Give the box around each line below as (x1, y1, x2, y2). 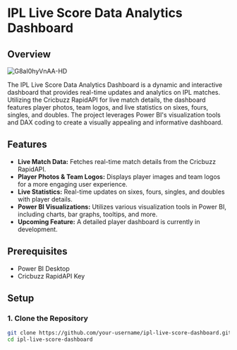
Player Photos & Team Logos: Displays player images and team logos (17, 172, 221, 181)
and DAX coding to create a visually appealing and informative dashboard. (7, 118, 224, 127)
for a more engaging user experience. (17, 180, 128, 188)
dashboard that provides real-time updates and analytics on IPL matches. (7, 88, 221, 96)
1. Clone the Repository (7, 313, 88, 323)
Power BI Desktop (17, 264, 70, 273)
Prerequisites (7, 245, 68, 257)
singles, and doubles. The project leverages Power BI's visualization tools (7, 111, 221, 119)
